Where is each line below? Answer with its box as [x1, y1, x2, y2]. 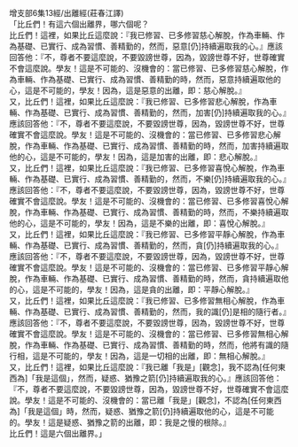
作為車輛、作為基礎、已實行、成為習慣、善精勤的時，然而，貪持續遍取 [24, 274, 281, 283]
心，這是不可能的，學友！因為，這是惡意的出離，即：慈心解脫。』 [9, 85, 247, 96]
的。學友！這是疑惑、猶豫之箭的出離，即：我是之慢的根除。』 [9, 417, 231, 428]
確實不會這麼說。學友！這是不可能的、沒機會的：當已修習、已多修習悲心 [9, 129, 273, 140]
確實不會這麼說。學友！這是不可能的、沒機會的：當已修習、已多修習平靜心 [9, 262, 281, 273]
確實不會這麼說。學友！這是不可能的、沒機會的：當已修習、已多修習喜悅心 [9, 196, 281, 206]
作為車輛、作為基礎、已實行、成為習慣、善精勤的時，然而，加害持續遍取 [24, 141, 289, 150]
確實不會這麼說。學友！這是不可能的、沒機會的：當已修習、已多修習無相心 [9, 328, 281, 339]
